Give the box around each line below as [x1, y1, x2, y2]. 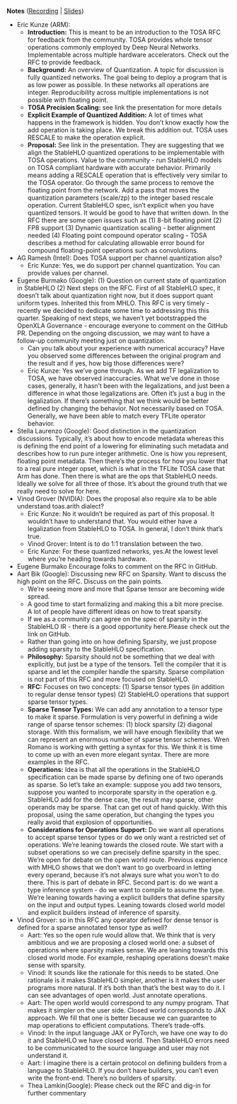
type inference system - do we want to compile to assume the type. [27, 886, 225, 894]
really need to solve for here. [16, 487, 101, 495]
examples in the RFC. [27, 758, 90, 766]
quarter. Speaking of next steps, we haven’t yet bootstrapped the [16, 314, 207, 322]
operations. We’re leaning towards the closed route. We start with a [27, 841, 224, 849]
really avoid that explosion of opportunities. [27, 818, 154, 826]
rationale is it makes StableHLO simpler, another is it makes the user [27, 976, 226, 984]
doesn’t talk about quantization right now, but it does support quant [16, 291, 214, 300]
